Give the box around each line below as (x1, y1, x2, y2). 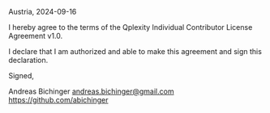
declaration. (8, 56, 49, 65)
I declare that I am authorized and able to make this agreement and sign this (8, 47, 262, 56)
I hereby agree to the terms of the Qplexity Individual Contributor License (8, 23, 253, 31)
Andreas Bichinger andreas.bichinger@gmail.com (8, 86, 174, 96)
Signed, (8, 71, 34, 80)
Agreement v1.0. (8, 31, 63, 40)
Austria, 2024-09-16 (8, 7, 77, 16)
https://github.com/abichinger (8, 95, 109, 104)
